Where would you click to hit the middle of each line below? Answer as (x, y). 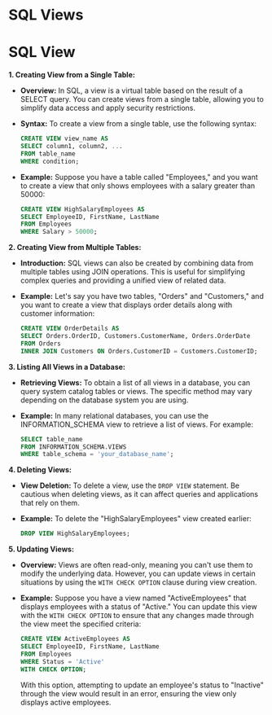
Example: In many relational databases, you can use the (114, 415)
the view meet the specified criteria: (81, 624)
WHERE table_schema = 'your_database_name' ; (97, 454)
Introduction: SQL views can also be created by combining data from (137, 263)
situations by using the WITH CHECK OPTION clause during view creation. (138, 582)
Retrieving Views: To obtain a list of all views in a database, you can (135, 382)
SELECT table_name (51, 439)
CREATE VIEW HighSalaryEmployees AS (82, 209)
